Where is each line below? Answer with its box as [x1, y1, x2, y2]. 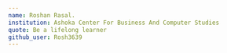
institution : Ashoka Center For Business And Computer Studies [8, 19, 220, 26]
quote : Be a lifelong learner [8, 26, 108, 34]
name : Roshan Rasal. [8, 11, 76, 19]
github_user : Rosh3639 [8, 33, 82, 41]
